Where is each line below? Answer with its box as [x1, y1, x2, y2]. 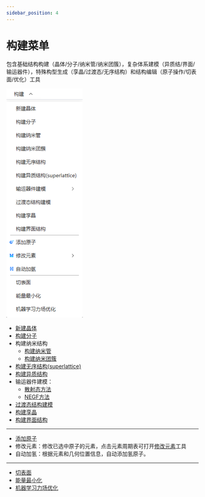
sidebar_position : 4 [6, 10, 59, 16]
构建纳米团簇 [24, 355, 57, 362]
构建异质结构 [15, 370, 48, 377]
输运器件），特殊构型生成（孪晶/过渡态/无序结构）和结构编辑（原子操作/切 [6, 68, 192, 75]
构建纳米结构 [15, 339, 48, 347]
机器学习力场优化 [15, 484, 59, 491]
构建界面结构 [15, 416, 48, 423]
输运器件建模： [15, 378, 53, 385]
